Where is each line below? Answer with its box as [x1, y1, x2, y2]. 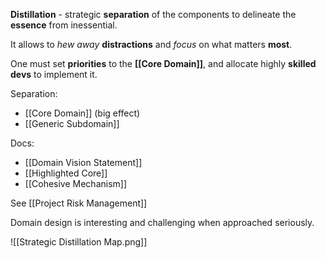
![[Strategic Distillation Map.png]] [10, 236, 148, 248]
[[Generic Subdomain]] [24, 118, 120, 129]
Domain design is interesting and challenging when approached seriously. [10, 217, 315, 228]
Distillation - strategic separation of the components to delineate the [10, 9, 297, 20]
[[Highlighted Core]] [24, 167, 108, 179]
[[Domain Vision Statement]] [24, 157, 143, 168]
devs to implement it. [10, 69, 98, 80]
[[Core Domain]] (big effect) [24, 107, 141, 119]
